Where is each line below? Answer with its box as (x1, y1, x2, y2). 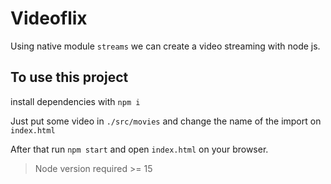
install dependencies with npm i (10, 95, 141, 107)
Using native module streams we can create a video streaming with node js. (10, 40, 321, 52)
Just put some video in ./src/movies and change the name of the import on (10, 115, 322, 127)
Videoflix (10, 7, 88, 30)
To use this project (10, 69, 129, 86)
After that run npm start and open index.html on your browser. (10, 143, 269, 155)
